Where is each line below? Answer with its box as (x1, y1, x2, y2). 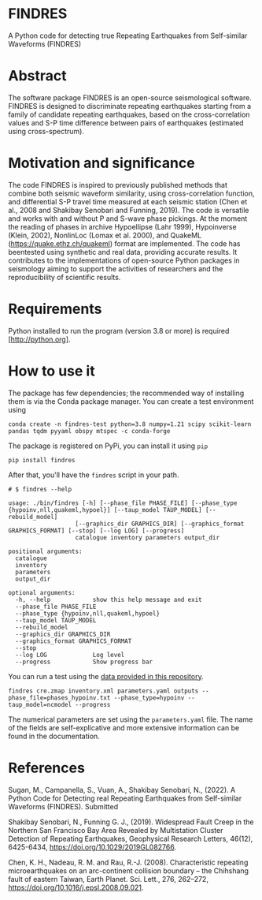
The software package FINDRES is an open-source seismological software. (8, 92, 252, 103)
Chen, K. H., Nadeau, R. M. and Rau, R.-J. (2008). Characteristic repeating (8, 857, 249, 867)
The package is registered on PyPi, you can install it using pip (8, 441, 208, 450)
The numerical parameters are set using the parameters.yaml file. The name (8, 715, 253, 724)
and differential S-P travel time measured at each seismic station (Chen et (8, 196, 248, 206)
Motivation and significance (8, 155, 195, 172)
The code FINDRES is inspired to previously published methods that (8, 180, 228, 189)
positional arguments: (8, 547, 83, 555)
